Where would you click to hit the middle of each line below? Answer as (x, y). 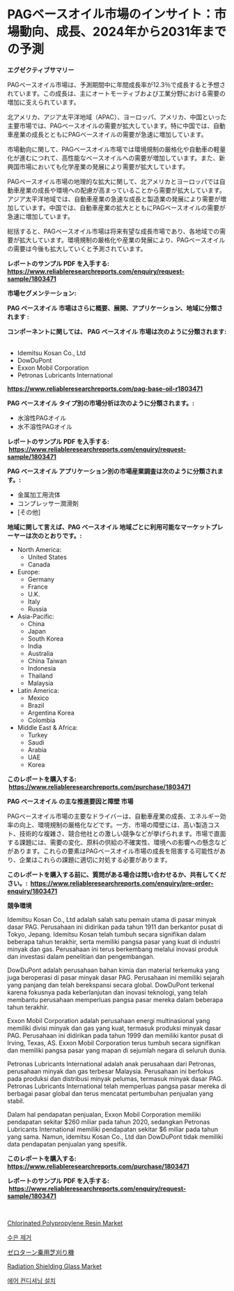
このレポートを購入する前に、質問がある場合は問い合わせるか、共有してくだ (117, 874)
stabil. (16, 1100)
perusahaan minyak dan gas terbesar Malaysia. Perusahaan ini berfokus (111, 1071)
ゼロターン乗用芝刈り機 (41, 1252)
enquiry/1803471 (32, 891)
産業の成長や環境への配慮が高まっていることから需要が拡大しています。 (122, 190)
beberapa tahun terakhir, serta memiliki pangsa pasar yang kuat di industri (114, 941)
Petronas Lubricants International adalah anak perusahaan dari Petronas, (112, 1064)
